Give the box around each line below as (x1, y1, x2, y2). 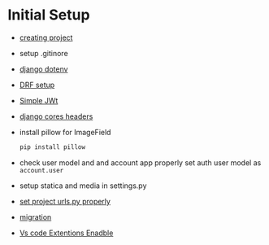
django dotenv (19, 63, 68, 74)
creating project (19, 33, 73, 42)
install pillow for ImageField (19, 127, 111, 137)
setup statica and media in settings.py (19, 181, 147, 190)
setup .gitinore (19, 48, 68, 58)
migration (19, 212, 52, 221)
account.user (19, 166, 64, 174)
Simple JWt (19, 95, 59, 105)
